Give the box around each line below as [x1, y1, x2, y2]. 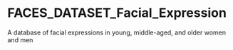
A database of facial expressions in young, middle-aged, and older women [7, 28, 227, 37]
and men [7, 35, 33, 44]
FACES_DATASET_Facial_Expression [7, 5, 227, 21]
